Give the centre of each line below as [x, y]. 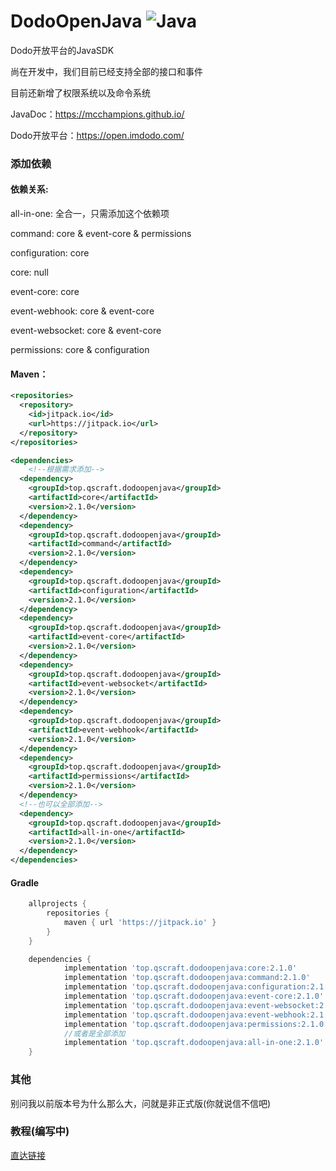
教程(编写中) [40, 1132]
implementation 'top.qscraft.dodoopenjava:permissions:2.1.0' [196, 1024]
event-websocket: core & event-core [86, 331]
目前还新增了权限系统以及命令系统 [80, 92]
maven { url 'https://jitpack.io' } [140, 922]
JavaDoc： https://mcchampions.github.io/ [97, 114]
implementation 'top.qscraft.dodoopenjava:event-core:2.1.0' [194, 996]
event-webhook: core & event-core [82, 311]
